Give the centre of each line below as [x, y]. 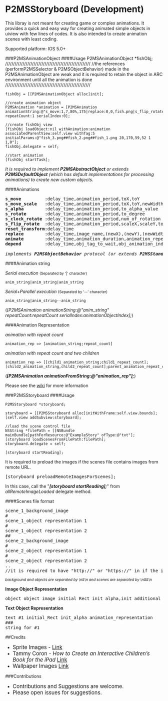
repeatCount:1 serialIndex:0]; [38, 116]
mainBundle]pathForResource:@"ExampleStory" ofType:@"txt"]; [70, 435]
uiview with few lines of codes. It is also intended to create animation [76, 33]
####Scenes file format [29, 501]
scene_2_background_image [37, 540]
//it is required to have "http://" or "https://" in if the [82, 570]
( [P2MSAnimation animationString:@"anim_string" [57, 310]
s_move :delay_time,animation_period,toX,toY [72, 199]
